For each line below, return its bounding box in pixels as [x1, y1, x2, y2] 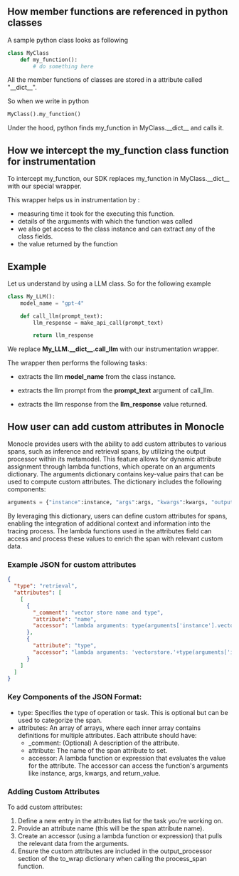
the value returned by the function [17, 240, 119, 249]
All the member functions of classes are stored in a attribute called [7, 75, 203, 84]
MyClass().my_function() [7, 110, 81, 118]
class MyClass [7, 49, 50, 56]
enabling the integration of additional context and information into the [7, 519, 211, 528]
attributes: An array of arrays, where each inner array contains [17, 723, 201, 732]
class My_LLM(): [7, 293, 55, 300]
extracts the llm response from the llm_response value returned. [17, 400, 208, 409]
